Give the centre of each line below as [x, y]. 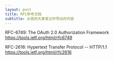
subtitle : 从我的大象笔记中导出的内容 [40, 19]
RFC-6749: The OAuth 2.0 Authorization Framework [57, 33]
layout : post [18, 10]
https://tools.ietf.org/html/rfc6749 [39, 38]
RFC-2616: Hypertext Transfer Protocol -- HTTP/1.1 [56, 47]
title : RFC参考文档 [23, 14]
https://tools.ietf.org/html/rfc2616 [38, 52]
